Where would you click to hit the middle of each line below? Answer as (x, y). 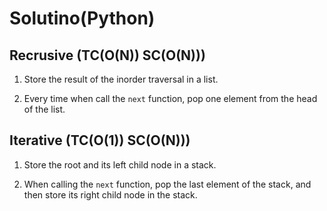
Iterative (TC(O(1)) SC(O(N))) (100, 140)
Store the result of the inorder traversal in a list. (121, 79)
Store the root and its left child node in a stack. (120, 164)
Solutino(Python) (82, 18)
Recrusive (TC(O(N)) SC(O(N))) (107, 55)
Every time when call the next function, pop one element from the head (170, 98)
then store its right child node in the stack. (110, 194)
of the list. (44, 109)
